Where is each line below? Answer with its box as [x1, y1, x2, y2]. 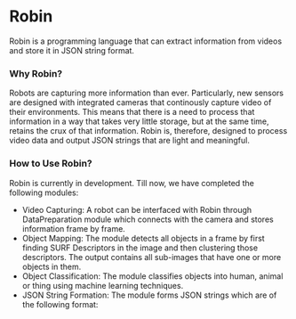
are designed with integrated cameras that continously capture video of [9, 97, 272, 108]
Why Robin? [9, 67, 63, 79]
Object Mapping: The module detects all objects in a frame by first [21, 233, 265, 243]
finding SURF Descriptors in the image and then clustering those [21, 242, 259, 253]
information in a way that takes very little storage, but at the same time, [9, 116, 269, 127]
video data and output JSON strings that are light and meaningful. [9, 135, 251, 146]
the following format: [21, 299, 99, 309]
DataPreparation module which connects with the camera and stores [21, 214, 274, 225]
